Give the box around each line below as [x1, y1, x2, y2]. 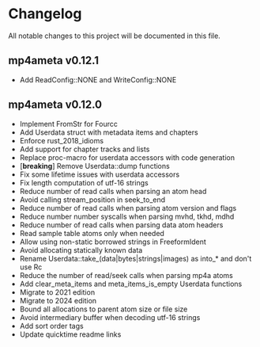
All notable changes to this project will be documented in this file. [8, 31, 221, 40]
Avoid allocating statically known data [19, 245, 143, 254]
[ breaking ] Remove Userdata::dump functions [19, 161, 170, 170]
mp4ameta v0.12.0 [8, 98, 103, 112]
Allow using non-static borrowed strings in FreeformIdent [19, 237, 207, 246]
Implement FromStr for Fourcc [19, 119, 119, 128]
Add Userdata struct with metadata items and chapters [19, 128, 199, 137]
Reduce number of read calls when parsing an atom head [19, 186, 207, 196]
